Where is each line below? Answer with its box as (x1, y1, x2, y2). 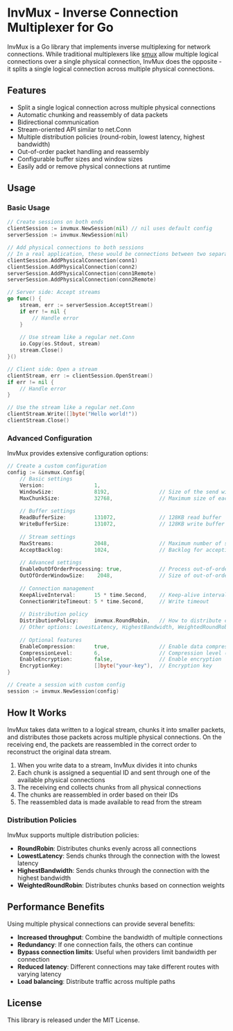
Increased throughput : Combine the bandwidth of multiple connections (17, 933, 223, 941)
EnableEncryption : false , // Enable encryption (19, 656, 222, 663)
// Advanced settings (19, 560, 82, 566)
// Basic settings (19, 475, 73, 483)
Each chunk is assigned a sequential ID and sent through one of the (17, 768, 211, 777)
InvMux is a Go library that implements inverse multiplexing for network (7, 42, 211, 51)
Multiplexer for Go (7, 19, 114, 35)
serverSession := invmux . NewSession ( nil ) (7, 232, 129, 239)
